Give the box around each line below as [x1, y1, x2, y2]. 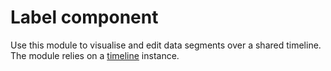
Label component [10, 6, 159, 29]
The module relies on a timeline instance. [10, 49, 180, 61]
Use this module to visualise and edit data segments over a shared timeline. [10, 39, 322, 51]
